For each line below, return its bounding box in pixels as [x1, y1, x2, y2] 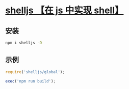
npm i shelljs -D [5, 40, 42, 45]
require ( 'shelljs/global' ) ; [5, 69, 65, 74]
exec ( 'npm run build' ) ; [5, 78, 56, 84]
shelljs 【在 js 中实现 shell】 [5, 5, 124, 16]
